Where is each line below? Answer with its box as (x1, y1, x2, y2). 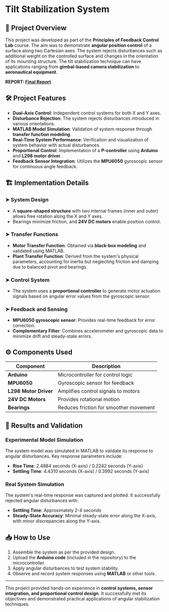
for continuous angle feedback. (12, 163, 78, 169)
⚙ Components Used (5, 348, 73, 356)
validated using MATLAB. (12, 248, 65, 254)
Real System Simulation (5, 481, 64, 488)
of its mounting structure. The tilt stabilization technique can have (5, 58, 141, 64)
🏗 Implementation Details (5, 179, 89, 187)
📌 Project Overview (5, 24, 67, 32)
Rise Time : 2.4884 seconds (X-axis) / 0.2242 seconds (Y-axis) (12, 462, 143, 469)
